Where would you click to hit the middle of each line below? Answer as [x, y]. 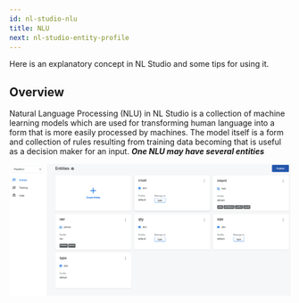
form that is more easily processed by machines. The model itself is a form [146, 133]
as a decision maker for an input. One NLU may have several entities [137, 151]
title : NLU [29, 28]
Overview [37, 92]
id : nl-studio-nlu [43, 19]
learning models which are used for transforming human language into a [142, 123]
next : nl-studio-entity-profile [69, 37]
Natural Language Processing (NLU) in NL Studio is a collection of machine [147, 114]
